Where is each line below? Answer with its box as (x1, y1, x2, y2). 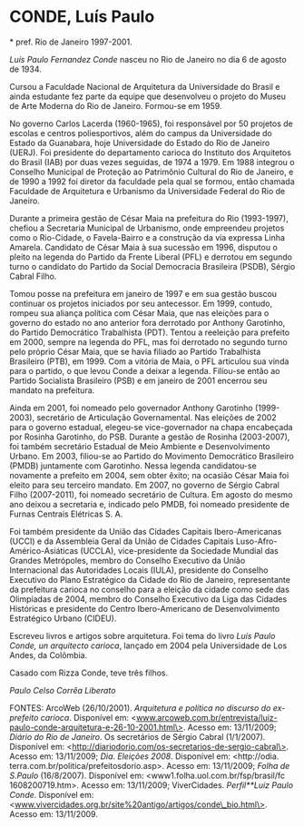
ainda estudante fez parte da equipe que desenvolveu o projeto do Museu (9, 91, 287, 102)
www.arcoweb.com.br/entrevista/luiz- (135, 712, 279, 723)
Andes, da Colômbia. (9, 649, 88, 660)
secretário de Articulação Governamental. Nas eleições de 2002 (35, 411, 277, 423)
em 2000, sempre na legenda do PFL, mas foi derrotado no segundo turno (9, 336, 288, 347)
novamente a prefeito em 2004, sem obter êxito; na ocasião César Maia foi (9, 469, 289, 480)
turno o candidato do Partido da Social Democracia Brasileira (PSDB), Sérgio (9, 261, 296, 271)
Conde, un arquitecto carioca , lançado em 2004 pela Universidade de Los (9, 640, 288, 651)
